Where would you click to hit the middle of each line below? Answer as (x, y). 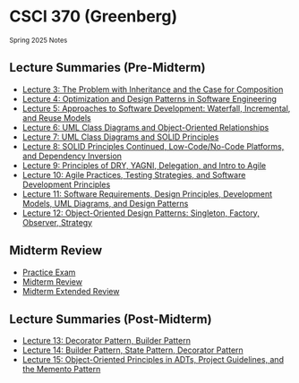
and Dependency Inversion (72, 156)
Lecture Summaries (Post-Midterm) (111, 319)
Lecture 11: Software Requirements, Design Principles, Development (147, 193)
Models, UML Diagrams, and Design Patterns (105, 203)
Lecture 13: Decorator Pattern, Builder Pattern (106, 341)
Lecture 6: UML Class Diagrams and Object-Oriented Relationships (145, 127)
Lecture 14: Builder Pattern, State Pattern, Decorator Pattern (132, 350)
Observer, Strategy (57, 222)
